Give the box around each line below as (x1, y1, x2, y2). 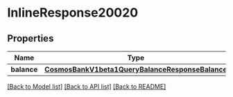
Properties (7, 33, 54, 44)
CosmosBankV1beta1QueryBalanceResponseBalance (44, 64, 227, 74)
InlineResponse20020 (7, 5, 139, 21)
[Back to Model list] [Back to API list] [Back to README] (7, 82, 166, 91)
